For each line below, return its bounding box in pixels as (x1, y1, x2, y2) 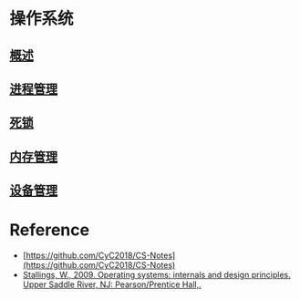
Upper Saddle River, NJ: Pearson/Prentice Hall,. (22, 279, 202, 290)
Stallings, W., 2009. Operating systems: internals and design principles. (22, 270, 291, 281)
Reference (9, 220, 89, 241)
